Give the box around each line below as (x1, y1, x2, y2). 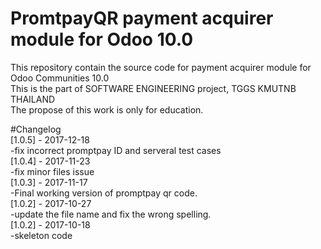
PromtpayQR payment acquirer (10, 7, 274, 30)
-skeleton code (10, 229, 73, 241)
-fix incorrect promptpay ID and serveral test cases (10, 144, 222, 156)
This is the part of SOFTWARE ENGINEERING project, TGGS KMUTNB (10, 82, 297, 94)
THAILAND (10, 93, 56, 105)
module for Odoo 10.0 (10, 28, 194, 51)
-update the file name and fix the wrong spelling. (10, 208, 212, 220)
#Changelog (10, 123, 62, 135)
